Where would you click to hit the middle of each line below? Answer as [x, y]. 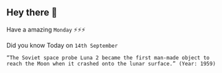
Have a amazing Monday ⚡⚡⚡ [46, 29]
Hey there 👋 [32, 13]
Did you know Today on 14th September [62, 45]
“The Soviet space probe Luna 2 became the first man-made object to [108, 58]
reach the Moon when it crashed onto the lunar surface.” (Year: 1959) [111, 63]
